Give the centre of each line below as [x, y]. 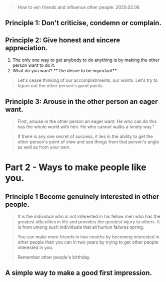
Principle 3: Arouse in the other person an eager [82, 102]
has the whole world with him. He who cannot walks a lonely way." [86, 127]
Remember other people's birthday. [54, 257]
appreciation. [26, 48]
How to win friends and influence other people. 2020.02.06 [78, 7]
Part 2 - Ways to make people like [76, 167]
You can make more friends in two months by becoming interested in [88, 237]
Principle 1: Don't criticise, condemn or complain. [83, 23]
